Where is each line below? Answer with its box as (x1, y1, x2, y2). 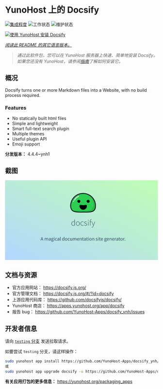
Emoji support (12, 141, 40, 147)
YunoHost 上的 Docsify (5, 4, 99, 16)
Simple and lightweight (12, 121, 58, 127)
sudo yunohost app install (5, 359, 60, 364)
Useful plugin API (12, 136, 47, 142)
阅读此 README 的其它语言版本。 (5, 42, 72, 48)
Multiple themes (12, 131, 45, 137)
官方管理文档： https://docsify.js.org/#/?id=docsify (12, 291, 114, 296)
